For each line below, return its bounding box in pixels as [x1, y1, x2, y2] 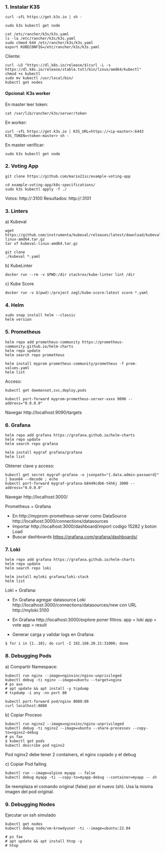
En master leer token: [5, 101, 48, 107]
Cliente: [5, 53, 21, 59]
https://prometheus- [82, 340, 124, 344]
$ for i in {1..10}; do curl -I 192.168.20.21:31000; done [5, 641, 129, 646]
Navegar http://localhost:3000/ [5, 494, 68, 500]
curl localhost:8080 [5, 703, 48, 708]
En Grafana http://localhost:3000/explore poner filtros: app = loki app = [12, 617, 157, 623]
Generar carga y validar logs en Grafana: [12, 631, 95, 637]
